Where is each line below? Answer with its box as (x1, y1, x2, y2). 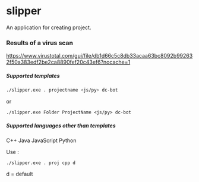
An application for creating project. (6, 24, 91, 31)
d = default (6, 171, 33, 178)
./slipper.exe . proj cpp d (6, 160, 76, 166)
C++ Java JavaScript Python (6, 137, 77, 144)
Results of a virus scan (6, 39, 73, 47)
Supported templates (6, 72, 61, 79)
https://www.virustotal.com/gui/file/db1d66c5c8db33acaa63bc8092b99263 (6, 52, 193, 59)
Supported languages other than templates (6, 122, 116, 129)
